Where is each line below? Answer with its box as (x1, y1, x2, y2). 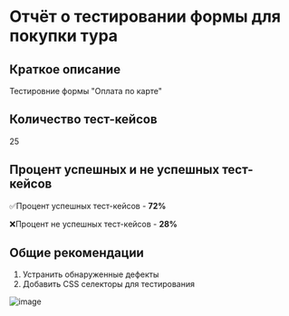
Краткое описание (9, 62, 120, 77)
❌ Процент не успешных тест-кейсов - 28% (9, 218, 178, 229)
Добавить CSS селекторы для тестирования (22, 279, 195, 290)
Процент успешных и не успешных (9, 162, 220, 177)
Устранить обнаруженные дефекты (22, 269, 159, 280)
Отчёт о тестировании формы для (9, 6, 281, 27)
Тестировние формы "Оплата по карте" (9, 86, 163, 96)
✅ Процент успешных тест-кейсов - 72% (9, 200, 167, 211)
